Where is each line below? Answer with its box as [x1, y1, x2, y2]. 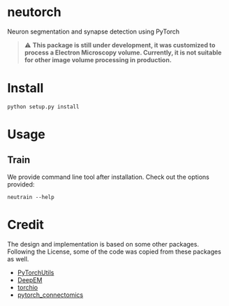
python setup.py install [7, 103, 80, 110]
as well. [7, 254, 29, 263]
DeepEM [17, 275, 43, 284]
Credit [7, 217, 44, 233]
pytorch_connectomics [17, 291, 84, 299]
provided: [7, 180, 35, 189]
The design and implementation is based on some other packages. [7, 240, 199, 248]
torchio [17, 283, 38, 291]
